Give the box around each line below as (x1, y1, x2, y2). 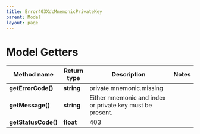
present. (89, 109, 113, 117)
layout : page (6, 20, 39, 25)
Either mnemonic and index (89, 94, 166, 102)
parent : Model (6, 14, 42, 20)
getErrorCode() (9, 84, 54, 92)
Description (111, 71, 146, 79)
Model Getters (6, 45, 79, 59)
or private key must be (89, 101, 152, 110)
